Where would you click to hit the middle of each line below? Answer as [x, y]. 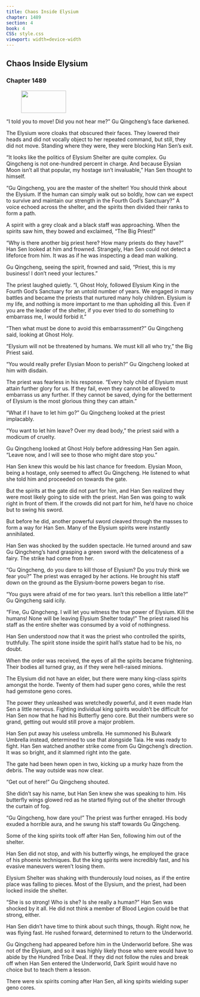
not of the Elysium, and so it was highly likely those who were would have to [100, 950]
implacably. [20, 419]
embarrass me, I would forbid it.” [46, 317]
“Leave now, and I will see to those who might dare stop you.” [82, 455]
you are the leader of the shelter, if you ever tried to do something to [90, 310]
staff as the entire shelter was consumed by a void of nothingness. [88, 624]
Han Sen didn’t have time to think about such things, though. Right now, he [98, 926]
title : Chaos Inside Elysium [42, 12]
